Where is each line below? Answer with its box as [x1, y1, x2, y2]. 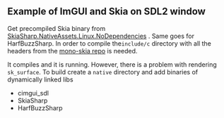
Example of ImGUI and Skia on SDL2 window [7, 6, 206, 18]
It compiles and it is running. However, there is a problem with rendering [7, 60, 217, 69]
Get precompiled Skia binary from [7, 24, 106, 32]
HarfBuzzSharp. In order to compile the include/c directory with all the [7, 39, 212, 48]
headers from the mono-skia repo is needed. [7, 46, 138, 55]
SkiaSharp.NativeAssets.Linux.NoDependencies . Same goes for [7, 32, 194, 40]
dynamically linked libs [7, 75, 73, 84]
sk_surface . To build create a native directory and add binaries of [7, 67, 199, 76]
